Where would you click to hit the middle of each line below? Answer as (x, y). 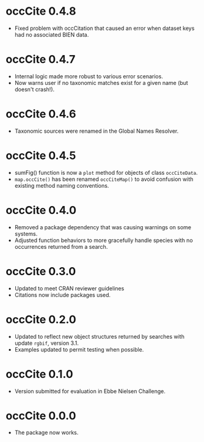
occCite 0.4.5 (41, 156)
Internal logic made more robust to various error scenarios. (89, 76)
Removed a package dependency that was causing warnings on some (103, 227)
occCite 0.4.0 (41, 210)
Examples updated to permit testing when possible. (79, 349)
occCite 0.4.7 (41, 60)
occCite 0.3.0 (41, 271)
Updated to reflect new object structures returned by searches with (99, 336)
